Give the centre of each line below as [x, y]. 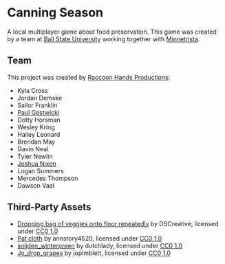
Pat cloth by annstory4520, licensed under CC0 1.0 [89, 238]
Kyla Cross [32, 90]
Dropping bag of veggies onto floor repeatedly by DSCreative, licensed [118, 223]
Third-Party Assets [49, 207]
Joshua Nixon [36, 164]
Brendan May [36, 142]
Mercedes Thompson [47, 178]
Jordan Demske [40, 98]
